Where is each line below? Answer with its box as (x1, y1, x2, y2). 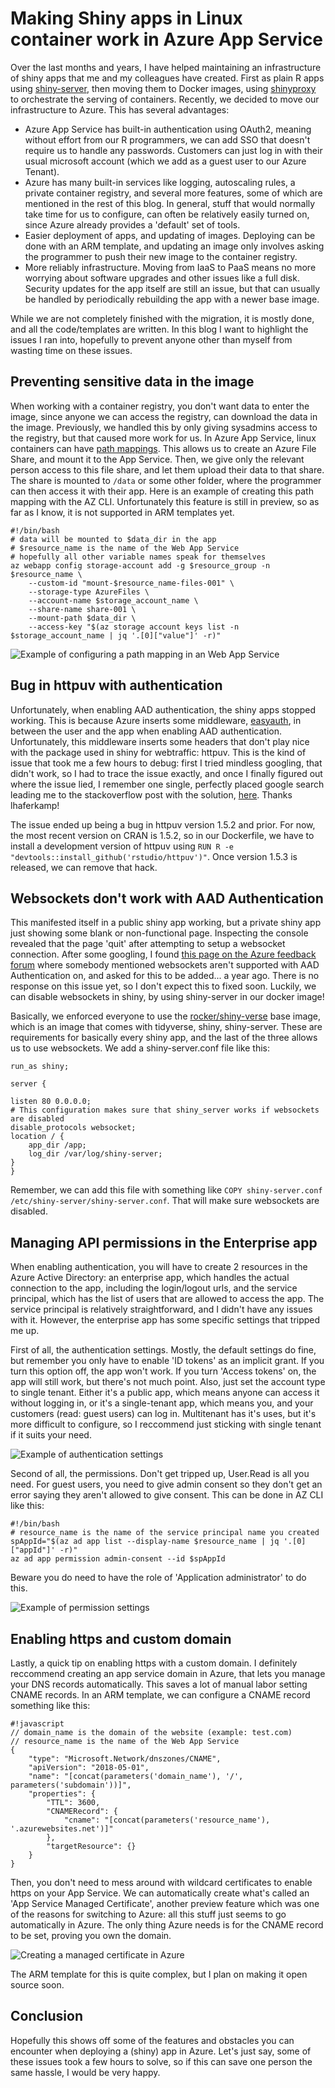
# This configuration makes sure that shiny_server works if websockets (10, 1105, 320, 1116)
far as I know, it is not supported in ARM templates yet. (10, 506, 235, 518)
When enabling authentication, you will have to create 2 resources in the (10, 1261, 308, 1273)
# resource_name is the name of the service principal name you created (10, 1528, 320, 1538)
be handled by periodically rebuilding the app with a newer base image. (24, 293, 320, 305)
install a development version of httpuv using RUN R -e (10, 840, 235, 852)
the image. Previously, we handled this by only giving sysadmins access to (10, 421, 318, 433)
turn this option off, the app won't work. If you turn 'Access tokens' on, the (10, 1365, 317, 1377)
